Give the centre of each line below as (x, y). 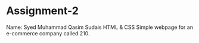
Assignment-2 (43, 11)
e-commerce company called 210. (48, 33)
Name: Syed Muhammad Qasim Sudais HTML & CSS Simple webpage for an (100, 27)
